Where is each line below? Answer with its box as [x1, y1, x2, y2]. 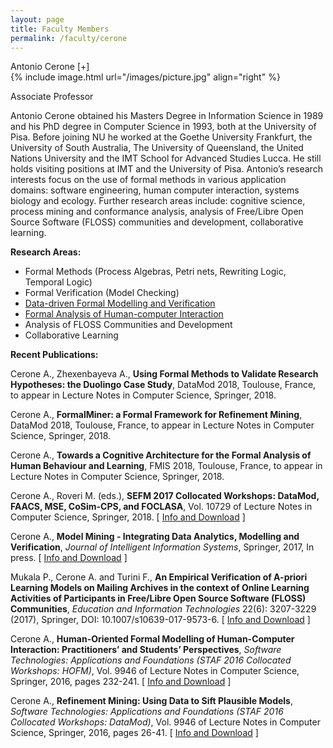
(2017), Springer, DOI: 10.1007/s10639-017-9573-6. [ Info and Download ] [10, 614, 311, 626]
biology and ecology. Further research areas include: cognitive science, [10, 195, 306, 207]
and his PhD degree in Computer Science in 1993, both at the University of [10, 121, 317, 133]
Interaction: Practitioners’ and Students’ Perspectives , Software [10, 644, 282, 656]
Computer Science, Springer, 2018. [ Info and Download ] [10, 511, 246, 523]
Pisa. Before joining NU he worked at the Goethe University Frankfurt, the [10, 131, 313, 143]
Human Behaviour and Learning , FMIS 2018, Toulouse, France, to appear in [10, 460, 323, 472]
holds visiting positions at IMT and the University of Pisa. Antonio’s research [10, 163, 323, 175]
